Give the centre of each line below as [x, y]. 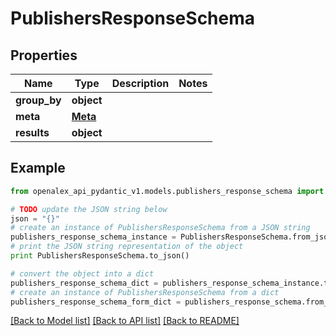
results [32, 132]
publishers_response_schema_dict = [84, 283]
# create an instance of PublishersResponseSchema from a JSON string [160, 228]
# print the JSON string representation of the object [127, 247]
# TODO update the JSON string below [89, 209]
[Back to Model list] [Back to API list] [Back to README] [125, 321]
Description [140, 83]
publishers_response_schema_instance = [93, 237]
